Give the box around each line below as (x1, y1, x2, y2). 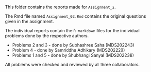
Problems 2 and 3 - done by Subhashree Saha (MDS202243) (12, 42, 134, 48)
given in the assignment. (5, 19, 54, 24)
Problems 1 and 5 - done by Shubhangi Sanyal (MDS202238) (12, 52, 134, 58)
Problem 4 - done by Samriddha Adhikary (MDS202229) (12, 48, 125, 53)
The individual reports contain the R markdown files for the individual (5, 28, 140, 33)
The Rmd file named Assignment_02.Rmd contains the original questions (5, 13, 147, 19)
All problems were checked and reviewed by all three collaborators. (5, 62, 140, 67)
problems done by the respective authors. (5, 33, 89, 38)
